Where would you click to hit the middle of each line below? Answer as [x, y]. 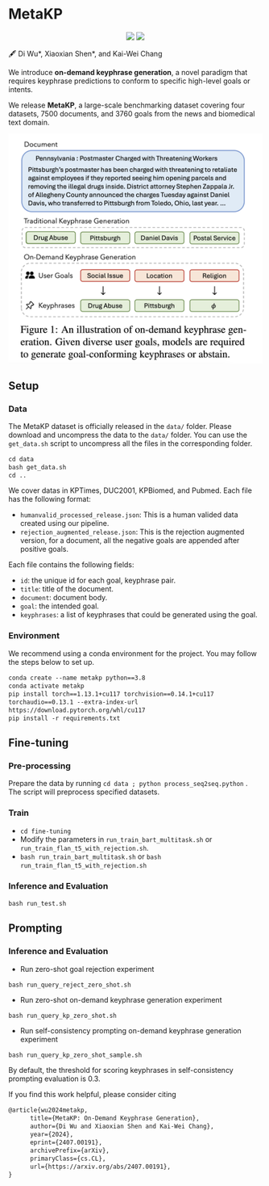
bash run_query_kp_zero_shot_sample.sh [75, 1055]
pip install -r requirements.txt [64, 718]
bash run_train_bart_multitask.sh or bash [91, 856]
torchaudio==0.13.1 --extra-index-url [73, 702]
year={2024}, [52, 1134]
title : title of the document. [67, 589]
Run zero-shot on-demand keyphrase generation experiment [121, 999]
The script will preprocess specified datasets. [84, 792]
